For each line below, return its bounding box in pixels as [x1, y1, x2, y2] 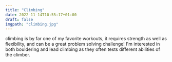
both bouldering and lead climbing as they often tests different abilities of [5, 46, 160, 52]
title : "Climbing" [5, 7, 45, 13]
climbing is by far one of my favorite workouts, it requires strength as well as [5, 36, 167, 42]
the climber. [5, 52, 31, 58]
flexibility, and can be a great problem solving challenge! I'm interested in [5, 41, 160, 47]
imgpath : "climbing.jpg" [5, 21, 59, 27]
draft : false [5, 17, 33, 22]
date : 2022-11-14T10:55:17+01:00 [5, 12, 77, 17]
